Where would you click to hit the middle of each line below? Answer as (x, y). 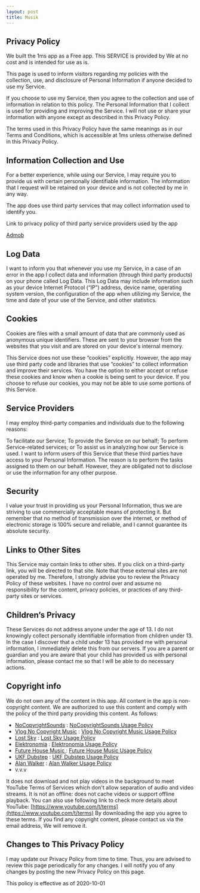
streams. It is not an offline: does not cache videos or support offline (90, 794)
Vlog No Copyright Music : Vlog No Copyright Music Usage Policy (96, 731)
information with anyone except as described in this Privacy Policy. (88, 117)
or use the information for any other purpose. (62, 472)
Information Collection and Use (65, 160)
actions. (16, 667)
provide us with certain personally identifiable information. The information (98, 181)
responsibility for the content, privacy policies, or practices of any (87, 590)
